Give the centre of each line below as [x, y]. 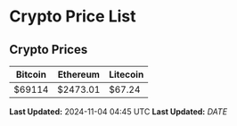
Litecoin [126, 75]
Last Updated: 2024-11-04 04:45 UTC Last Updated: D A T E [118, 112]
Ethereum [79, 75]
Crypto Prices [49, 50]
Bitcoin [31, 75]
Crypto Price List [73, 17]
